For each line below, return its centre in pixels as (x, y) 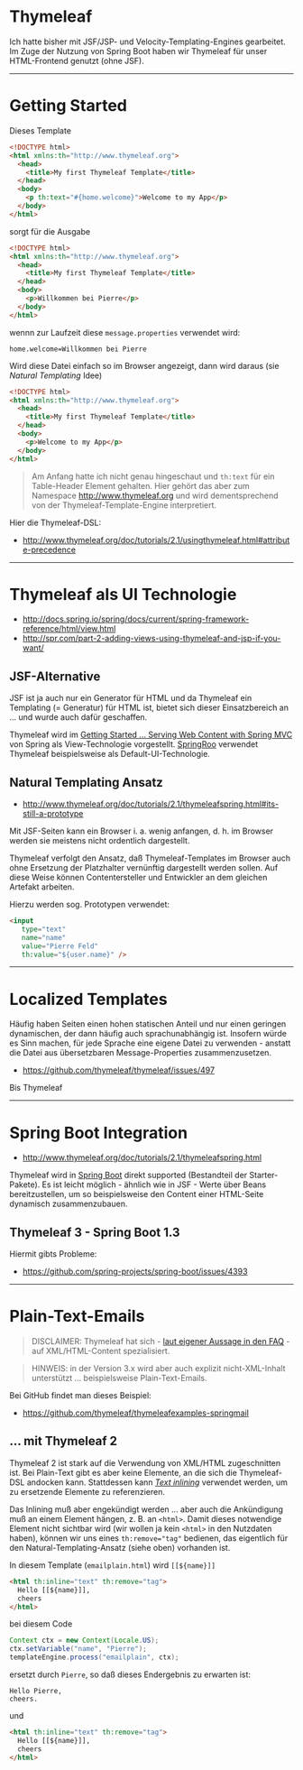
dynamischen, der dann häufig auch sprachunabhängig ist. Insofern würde (148, 1034)
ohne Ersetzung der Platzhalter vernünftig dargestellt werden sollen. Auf (144, 868)
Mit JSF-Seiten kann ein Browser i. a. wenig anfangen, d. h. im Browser (141, 831)
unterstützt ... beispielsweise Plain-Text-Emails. (119, 1378)
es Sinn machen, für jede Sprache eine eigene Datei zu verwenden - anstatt (150, 1043)
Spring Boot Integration (98, 1133)
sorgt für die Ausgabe (50, 231)
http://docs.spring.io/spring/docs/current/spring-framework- (136, 619)
